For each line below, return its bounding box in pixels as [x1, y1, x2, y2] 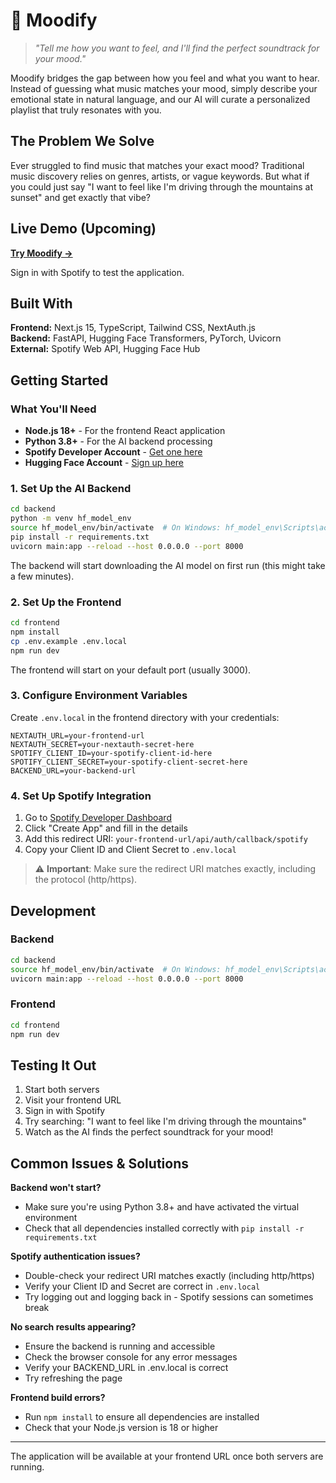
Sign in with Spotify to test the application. [10, 266, 185, 278]
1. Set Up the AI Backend [10, 481, 132, 495]
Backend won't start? [10, 1182, 102, 1194]
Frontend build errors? [10, 1392, 106, 1404]
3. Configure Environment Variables [10, 689, 188, 703]
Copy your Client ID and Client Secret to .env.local [24, 844, 237, 856]
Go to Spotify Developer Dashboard [24, 812, 172, 824]
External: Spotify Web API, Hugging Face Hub [10, 343, 201, 355]
